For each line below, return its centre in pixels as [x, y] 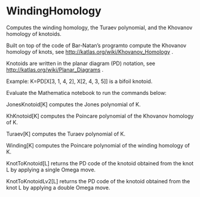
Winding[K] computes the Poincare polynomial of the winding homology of [98, 145]
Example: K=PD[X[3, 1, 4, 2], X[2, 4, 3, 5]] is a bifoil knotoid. [79, 81]
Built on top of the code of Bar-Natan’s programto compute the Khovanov [96, 45]
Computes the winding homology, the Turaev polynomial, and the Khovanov [99, 27]
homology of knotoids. [34, 33]
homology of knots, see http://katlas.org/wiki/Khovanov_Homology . [90, 51]
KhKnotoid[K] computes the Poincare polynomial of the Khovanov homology [100, 116]
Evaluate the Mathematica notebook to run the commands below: [87, 93]
